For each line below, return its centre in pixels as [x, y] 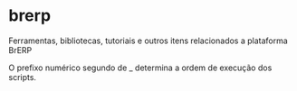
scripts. [23, 77]
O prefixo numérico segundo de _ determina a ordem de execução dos [140, 68]
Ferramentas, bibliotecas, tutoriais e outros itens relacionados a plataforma [148, 41]
